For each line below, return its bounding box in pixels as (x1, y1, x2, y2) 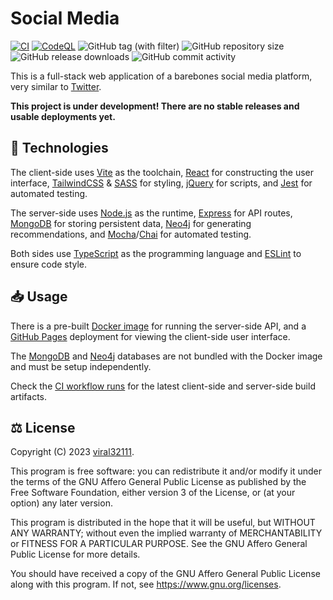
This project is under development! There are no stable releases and (10, 100, 300, 112)
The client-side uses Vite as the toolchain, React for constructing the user (10, 166, 314, 178)
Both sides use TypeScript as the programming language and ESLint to (10, 247, 302, 259)
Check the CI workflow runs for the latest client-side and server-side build (10, 380, 316, 392)
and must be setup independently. (10, 360, 152, 372)
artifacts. (10, 390, 48, 402)
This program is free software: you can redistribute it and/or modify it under (10, 465, 322, 477)
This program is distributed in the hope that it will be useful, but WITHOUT (10, 517, 316, 529)
